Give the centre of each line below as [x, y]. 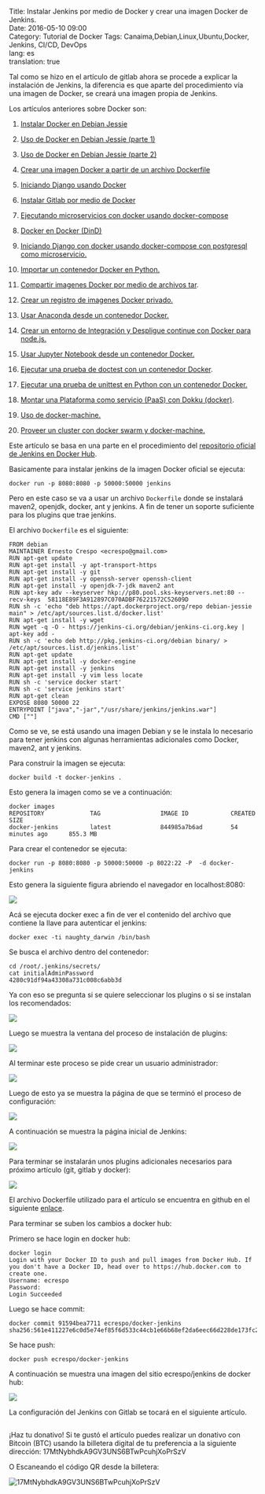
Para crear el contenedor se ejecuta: [68, 848]
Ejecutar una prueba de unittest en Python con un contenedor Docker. [134, 384]
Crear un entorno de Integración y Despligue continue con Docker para [135, 330]
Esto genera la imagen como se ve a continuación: [90, 792]
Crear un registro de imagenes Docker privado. [97, 300]
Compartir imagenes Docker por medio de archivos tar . [109, 285]
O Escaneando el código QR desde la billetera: [84, 1467]
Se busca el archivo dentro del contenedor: [79, 952]
